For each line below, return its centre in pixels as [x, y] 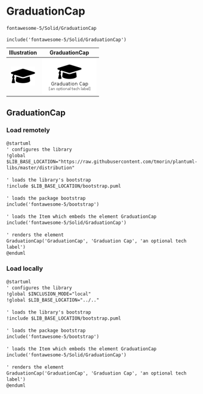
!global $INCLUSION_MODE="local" [49, 294]
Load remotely [28, 130]
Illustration [23, 52]
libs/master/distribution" [41, 168]
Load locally [25, 268]
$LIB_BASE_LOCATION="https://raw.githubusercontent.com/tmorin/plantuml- [102, 162]
